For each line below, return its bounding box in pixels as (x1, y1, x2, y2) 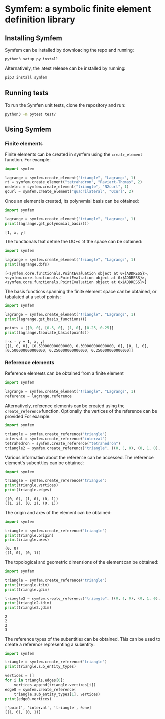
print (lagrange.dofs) (5, 262, 50, 267)
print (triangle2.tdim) (5, 600, 52, 605)
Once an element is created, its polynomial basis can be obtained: (5, 198, 139, 204)
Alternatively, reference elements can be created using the (5, 403, 124, 409)
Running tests (5, 89, 49, 97)
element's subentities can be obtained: (5, 460, 84, 466)
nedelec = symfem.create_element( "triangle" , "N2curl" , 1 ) (5, 184, 129, 189)
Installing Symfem (5, 34, 63, 42)
